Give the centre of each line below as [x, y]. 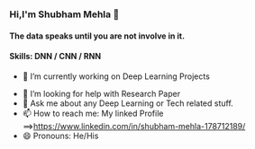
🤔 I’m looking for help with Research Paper [101, 93]
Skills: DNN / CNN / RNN [55, 57]
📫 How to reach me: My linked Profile [93, 113]
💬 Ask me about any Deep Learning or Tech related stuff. [128, 103]
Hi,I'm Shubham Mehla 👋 [64, 14]
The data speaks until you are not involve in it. [97, 36]
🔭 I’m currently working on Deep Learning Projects [116, 76]
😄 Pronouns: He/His [60, 136]
